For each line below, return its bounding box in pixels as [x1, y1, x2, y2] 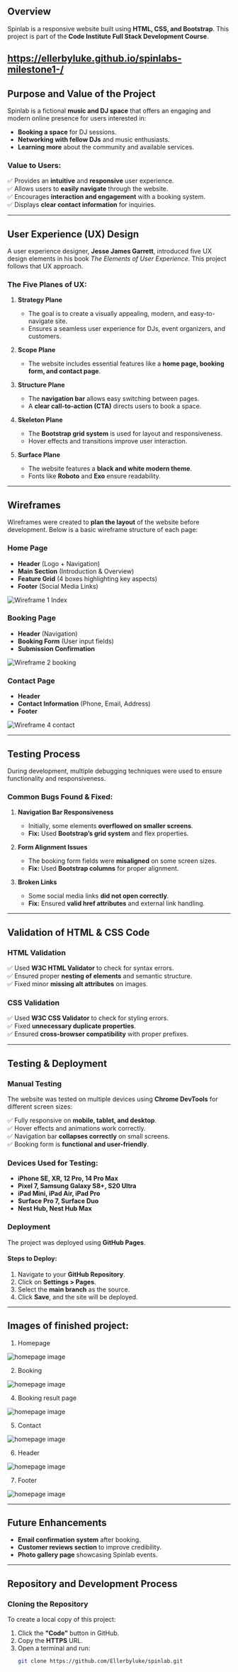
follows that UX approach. [7, 262, 84, 271]
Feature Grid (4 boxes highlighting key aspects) [17, 574, 158, 583]
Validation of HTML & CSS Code [7, 926, 150, 938]
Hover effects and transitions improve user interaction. [28, 437, 188, 446]
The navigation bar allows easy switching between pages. [28, 395, 200, 403]
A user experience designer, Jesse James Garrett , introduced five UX [7, 247, 212, 256]
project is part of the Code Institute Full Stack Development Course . [7, 32, 209, 40]
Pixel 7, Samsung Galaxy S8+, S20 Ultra [17, 1182, 137, 1190]
